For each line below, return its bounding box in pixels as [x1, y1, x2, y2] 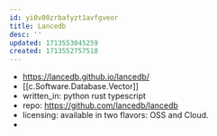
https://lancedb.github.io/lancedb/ [22, 71, 150, 82]
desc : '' [9, 30, 42, 39]
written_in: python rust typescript [22, 91, 147, 102]
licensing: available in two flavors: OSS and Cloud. [22, 110, 209, 121]
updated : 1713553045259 [9, 38, 99, 48]
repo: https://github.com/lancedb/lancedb [22, 100, 178, 111]
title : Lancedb [9, 22, 67, 31]
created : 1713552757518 [9, 47, 99, 56]
